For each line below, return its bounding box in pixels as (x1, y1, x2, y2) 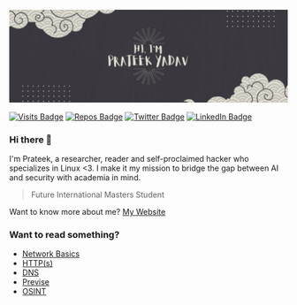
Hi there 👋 (9, 133, 53, 146)
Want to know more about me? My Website (9, 207, 166, 217)
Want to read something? (9, 229, 120, 241)
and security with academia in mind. (9, 172, 141, 183)
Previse (21, 277, 50, 287)
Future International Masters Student (30, 189, 165, 200)
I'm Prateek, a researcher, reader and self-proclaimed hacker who (9, 154, 249, 164)
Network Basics (21, 248, 80, 259)
